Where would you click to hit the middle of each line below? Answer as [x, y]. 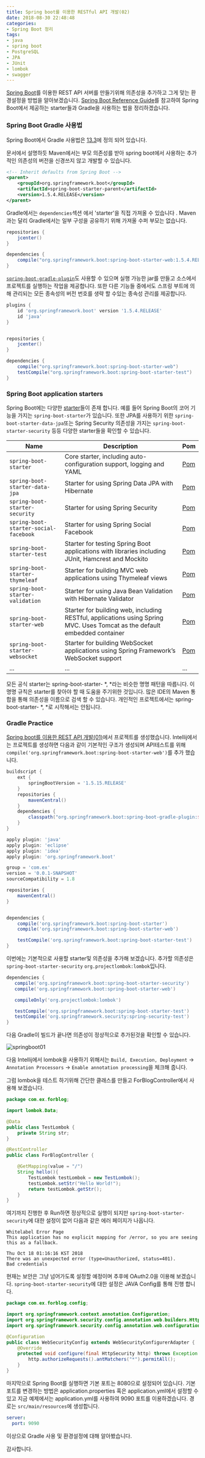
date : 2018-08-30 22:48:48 [41, 18]
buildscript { [24, 772]
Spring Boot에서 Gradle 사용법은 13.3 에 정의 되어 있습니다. [77, 140]
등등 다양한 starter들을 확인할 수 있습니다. [101, 430]
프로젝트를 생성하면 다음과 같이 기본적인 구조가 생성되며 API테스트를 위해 [99, 745]
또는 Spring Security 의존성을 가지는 [108, 423]
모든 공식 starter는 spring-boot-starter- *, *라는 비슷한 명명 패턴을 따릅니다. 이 [101, 684]
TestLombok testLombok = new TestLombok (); [84, 1177]
